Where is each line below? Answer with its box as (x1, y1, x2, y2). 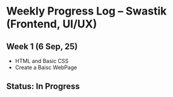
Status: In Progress (6, 81, 80, 92)
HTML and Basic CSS (15, 58, 69, 64)
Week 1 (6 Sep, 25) (6, 41, 78, 52)
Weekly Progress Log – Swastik (6, 4, 167, 18)
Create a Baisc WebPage (15, 64, 77, 71)
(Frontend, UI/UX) (6, 17, 97, 31)
